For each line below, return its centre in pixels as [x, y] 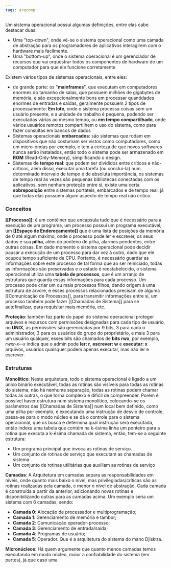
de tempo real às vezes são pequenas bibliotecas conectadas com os [86, 179]
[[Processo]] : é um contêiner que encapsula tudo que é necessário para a [83, 220]
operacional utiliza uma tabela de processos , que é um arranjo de [75, 274]
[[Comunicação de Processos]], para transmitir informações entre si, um [81, 296]
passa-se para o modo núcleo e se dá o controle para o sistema [72, 417]
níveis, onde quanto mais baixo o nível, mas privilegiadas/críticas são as [81, 481]
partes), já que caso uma [31, 560]
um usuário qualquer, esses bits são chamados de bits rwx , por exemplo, [82, 338]
